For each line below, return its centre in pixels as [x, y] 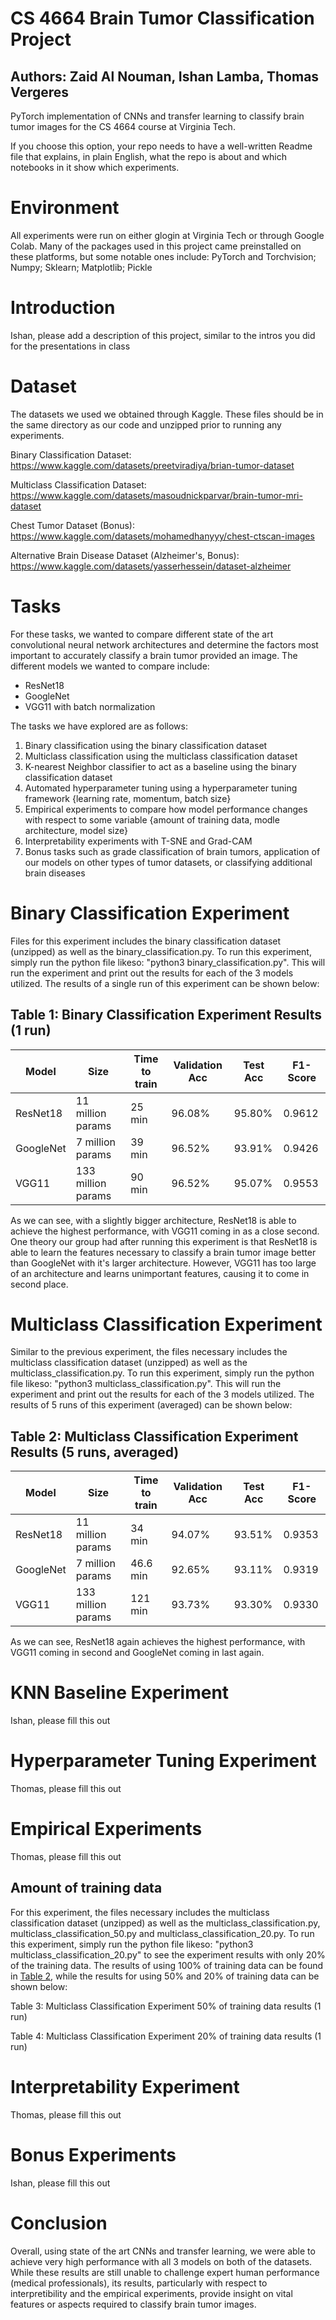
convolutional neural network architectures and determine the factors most [164, 644]
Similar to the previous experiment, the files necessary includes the [149, 1352]
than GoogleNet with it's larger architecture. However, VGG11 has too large [163, 1263]
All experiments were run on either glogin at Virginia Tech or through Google [167, 235]
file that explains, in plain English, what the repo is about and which [148, 156]
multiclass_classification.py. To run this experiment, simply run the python [162, 1373]
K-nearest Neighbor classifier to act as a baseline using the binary [160, 766]
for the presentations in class [70, 346]
